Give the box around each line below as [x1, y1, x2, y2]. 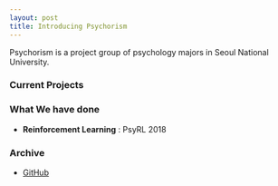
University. [9, 56, 50, 67]
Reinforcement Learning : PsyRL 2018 [22, 123, 167, 134]
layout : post [9, 13, 59, 23]
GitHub [22, 167, 50, 178]
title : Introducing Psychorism [9, 22, 128, 31]
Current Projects [9, 79, 84, 92]
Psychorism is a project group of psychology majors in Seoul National [9, 46, 269, 57]
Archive [9, 146, 45, 159]
